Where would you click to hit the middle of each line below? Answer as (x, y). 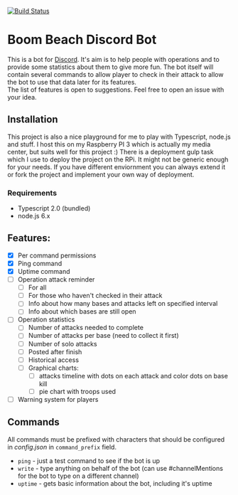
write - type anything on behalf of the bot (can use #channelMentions (120, 468)
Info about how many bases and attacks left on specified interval (123, 304)
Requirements (32, 193)
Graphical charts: (54, 368)
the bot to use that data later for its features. (72, 82)
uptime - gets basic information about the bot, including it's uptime (115, 483)
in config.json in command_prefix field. (62, 447)
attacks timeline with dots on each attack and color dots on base (134, 376)
